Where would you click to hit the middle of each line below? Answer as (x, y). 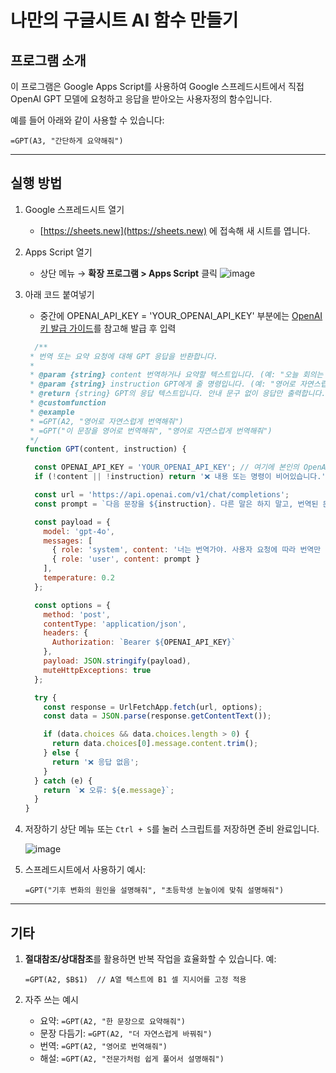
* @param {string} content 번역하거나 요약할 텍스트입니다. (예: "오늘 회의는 (176, 375)
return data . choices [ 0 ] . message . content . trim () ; (155, 744)
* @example (52, 412)
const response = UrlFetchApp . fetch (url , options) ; (153, 707)
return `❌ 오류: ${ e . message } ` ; (109, 790)
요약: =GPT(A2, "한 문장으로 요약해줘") (113, 1020)
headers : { (66, 633)
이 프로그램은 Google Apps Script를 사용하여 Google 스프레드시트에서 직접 (157, 86)
